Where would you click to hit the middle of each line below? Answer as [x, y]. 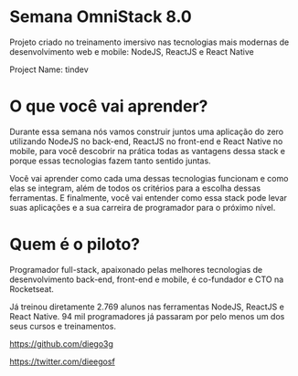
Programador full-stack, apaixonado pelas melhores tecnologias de [136, 269]
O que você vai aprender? [109, 106]
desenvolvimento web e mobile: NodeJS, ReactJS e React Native [132, 51]
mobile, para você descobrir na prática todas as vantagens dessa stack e [148, 151]
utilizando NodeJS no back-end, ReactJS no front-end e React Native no [146, 141]
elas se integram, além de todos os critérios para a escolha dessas [135, 188]
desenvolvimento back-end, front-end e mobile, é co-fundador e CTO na [147, 279]
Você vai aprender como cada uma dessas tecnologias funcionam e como [149, 178]
